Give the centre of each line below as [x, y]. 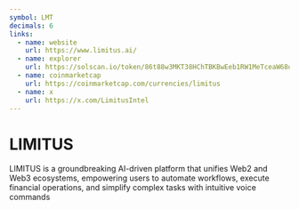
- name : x [35, 92]
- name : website [47, 42]
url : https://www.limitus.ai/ [81, 51]
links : [21, 34]
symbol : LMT [31, 17]
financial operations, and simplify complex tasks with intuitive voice [133, 188]
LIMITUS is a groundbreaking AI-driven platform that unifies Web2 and [139, 169]
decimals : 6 [31, 26]
